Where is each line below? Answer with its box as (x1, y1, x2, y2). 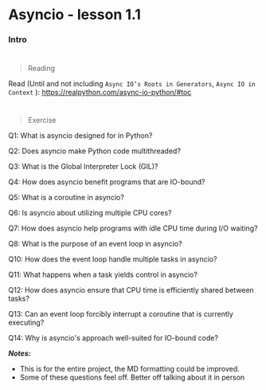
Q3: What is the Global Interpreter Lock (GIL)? (8, 162, 158, 171)
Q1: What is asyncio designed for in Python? (8, 131, 153, 140)
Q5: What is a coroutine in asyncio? (8, 193, 125, 203)
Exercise (27, 116, 57, 125)
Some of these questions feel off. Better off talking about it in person (19, 372, 245, 382)
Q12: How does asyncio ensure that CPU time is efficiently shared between (8, 286, 255, 295)
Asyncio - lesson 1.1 (8, 6, 141, 24)
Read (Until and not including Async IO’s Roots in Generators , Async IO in (8, 79, 256, 89)
